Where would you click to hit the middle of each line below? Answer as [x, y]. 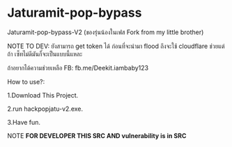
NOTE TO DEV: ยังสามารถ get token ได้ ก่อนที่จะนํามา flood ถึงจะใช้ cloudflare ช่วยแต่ [116, 46]
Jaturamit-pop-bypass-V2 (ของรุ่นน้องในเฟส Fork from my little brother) [106, 32]
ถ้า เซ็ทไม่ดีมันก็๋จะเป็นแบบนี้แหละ [45, 54]
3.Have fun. [24, 122]
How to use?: [26, 82]
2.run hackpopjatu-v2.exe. [45, 109]
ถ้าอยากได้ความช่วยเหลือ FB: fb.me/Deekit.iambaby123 [78, 68]
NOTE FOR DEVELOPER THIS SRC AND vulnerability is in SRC [97, 136]
